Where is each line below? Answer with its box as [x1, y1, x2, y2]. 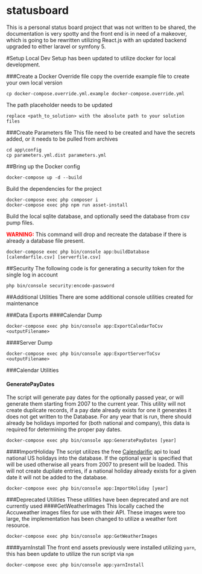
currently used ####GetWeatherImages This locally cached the [6, 502, 165, 510]
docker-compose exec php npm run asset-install [6, 202, 128, 208]
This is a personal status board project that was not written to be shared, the [6, 24, 196, 31]
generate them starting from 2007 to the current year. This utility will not [6, 400, 186, 407]
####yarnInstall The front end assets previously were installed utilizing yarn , [6, 544, 197, 551]
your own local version [6, 79, 63, 86]
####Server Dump [6, 339, 53, 346]
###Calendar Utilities [6, 366, 59, 374]
